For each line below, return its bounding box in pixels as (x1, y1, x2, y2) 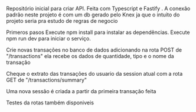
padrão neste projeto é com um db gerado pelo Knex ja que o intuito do (6, 11, 180, 18)
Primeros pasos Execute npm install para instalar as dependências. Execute (6, 29, 190, 36)
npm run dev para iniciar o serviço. (6, 35, 92, 42)
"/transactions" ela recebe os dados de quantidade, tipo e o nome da (6, 53, 174, 59)
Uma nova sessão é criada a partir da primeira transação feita (6, 88, 156, 94)
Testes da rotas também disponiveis (6, 99, 94, 106)
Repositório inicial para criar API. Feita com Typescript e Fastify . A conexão (6, 5, 191, 12)
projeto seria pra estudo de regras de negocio (6, 18, 118, 24)
